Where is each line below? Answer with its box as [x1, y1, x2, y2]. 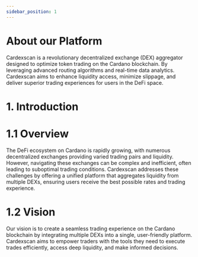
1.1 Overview [6, 127, 69, 140]
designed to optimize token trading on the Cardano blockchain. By [6, 60, 168, 67]
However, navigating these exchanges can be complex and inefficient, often [6, 159, 191, 166]
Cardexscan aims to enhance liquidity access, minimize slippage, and [6, 72, 176, 80]
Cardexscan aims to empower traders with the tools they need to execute [6, 237, 186, 245]
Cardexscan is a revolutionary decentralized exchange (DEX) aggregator [6, 54, 183, 61]
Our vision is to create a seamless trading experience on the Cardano [6, 225, 175, 232]
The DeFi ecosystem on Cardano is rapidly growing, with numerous [6, 147, 171, 154]
